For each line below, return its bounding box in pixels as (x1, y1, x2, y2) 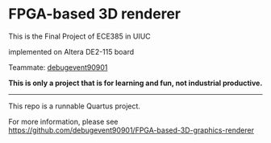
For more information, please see (8, 116, 119, 126)
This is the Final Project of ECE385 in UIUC (8, 31, 151, 41)
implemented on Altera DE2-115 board (8, 47, 135, 56)
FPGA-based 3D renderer (8, 5, 181, 23)
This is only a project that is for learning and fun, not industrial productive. (8, 78, 263, 88)
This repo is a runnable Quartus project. (8, 101, 141, 111)
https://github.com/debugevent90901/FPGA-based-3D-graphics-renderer (8, 125, 254, 135)
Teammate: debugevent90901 (8, 62, 108, 72)
